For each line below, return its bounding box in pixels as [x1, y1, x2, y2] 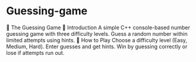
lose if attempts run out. [6, 49, 65, 56]
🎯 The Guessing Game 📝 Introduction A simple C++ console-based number [6, 24, 190, 31]
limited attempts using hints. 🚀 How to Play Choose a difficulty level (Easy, [6, 36, 188, 44]
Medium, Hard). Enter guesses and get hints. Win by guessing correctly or [6, 43, 188, 50]
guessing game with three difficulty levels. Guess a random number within [6, 30, 188, 37]
